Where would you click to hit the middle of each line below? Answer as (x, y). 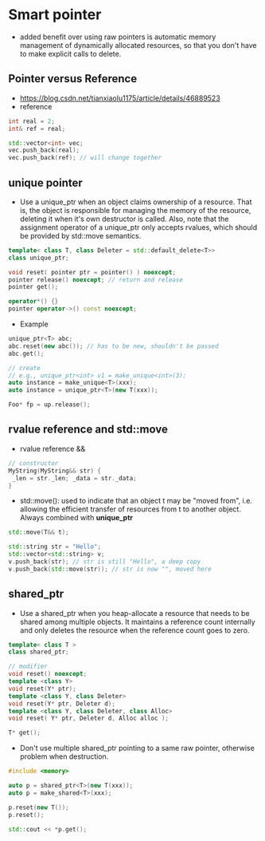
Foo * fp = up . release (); (49, 405)
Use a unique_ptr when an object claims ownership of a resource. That (136, 202)
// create (25, 368)
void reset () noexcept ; (48, 674)
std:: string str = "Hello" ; (55, 547)
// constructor (33, 463)
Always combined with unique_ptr (76, 518)
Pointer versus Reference (73, 79)
